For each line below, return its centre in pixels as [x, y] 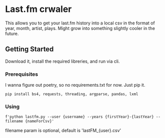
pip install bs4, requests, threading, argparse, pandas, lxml [72, 94]
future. [12, 33]
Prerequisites [22, 74]
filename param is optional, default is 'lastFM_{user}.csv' [63, 131]
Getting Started [29, 49]
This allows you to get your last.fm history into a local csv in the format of [80, 23]
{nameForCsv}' [40, 121]
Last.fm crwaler [38, 9]
